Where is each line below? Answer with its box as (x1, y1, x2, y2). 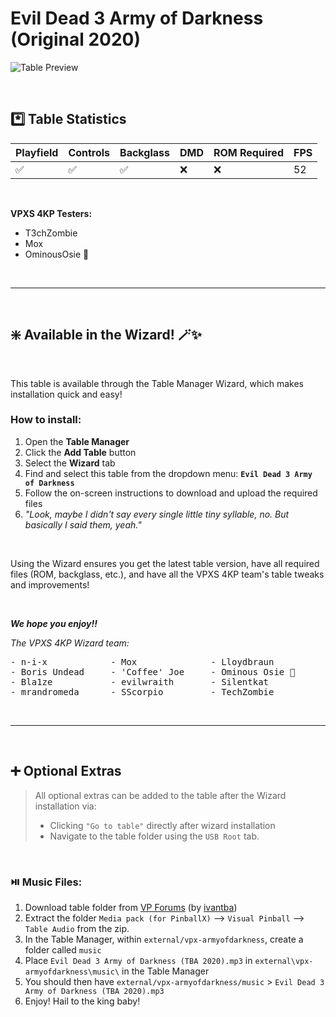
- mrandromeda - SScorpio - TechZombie (10, 686, 275, 697)
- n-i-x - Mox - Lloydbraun (10, 656, 275, 667)
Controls (68, 145, 111, 159)
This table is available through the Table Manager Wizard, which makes (10, 377, 304, 389)
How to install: (10, 413, 82, 427)
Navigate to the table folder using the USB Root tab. (49, 830, 260, 842)
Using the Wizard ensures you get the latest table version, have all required (10, 557, 320, 569)
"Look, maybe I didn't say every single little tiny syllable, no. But (24, 508, 290, 520)
